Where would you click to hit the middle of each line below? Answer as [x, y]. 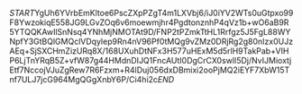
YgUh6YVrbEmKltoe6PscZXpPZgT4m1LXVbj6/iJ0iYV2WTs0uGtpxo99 [164, 13]
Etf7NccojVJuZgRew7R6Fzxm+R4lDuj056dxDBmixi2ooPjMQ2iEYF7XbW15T [150, 70]
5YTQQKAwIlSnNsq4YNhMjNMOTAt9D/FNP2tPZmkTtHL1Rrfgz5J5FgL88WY [150, 32]
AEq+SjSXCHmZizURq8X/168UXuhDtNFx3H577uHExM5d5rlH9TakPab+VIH [149, 51]
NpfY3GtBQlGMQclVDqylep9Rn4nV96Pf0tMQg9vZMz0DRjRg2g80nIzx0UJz [151, 41]
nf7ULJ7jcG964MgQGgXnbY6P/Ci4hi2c [84, 79]
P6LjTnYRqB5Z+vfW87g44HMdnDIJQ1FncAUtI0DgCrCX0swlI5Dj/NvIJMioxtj [151, 60]
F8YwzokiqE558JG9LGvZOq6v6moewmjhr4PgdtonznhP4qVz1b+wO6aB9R [149, 22]
